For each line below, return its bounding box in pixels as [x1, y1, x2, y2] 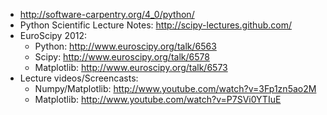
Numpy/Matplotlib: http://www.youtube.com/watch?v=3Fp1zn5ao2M [34, 83, 317, 94]
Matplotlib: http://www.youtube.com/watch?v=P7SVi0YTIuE [34, 94, 282, 105]
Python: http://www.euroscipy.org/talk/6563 [34, 40, 217, 52]
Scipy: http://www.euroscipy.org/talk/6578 [34, 51, 210, 63]
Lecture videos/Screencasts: [19, 72, 139, 84]
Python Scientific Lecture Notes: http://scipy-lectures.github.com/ [19, 19, 292, 31]
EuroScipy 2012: [19, 30, 88, 41]
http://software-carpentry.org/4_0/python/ [19, 9, 195, 20]
